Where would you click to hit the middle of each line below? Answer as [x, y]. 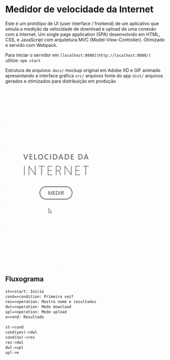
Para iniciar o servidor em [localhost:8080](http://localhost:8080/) [78, 55]
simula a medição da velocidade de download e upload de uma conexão [81, 29]
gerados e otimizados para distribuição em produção [61, 81]
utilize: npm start [23, 60]
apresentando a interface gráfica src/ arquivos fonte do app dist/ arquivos [84, 75]
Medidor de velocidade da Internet [79, 9]
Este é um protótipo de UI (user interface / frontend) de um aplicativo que [82, 23]
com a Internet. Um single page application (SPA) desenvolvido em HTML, [83, 34]
